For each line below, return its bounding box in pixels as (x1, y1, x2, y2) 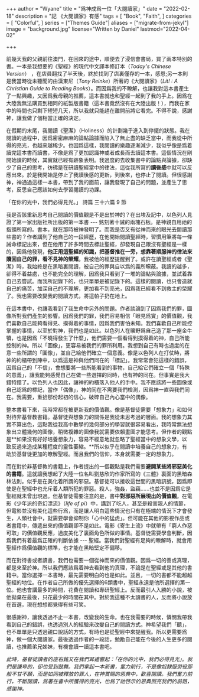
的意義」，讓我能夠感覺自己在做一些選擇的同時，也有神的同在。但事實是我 (6, 372, 185, 378)
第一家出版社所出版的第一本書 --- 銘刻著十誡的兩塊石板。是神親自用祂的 (16, 219, 193, 226)
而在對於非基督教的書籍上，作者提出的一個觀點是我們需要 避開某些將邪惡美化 (6, 463, 193, 470)
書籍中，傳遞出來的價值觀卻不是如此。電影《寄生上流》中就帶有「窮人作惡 (11, 522, 193, 529)
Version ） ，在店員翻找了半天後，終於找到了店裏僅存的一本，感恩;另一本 (6, 70, 183, 77)
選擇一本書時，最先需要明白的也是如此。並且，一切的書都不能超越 (31, 572, 193, 578)
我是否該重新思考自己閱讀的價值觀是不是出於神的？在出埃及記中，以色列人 (6, 211, 187, 218)
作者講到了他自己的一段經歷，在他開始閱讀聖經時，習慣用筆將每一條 (26, 233, 193, 240)
